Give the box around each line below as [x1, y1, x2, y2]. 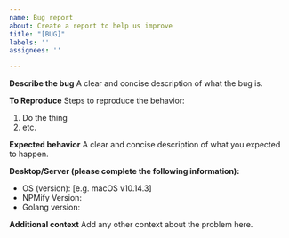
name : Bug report [9, 12, 74, 22]
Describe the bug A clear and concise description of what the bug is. [9, 78, 263, 89]
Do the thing [21, 113, 68, 123]
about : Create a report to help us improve [9, 21, 173, 30]
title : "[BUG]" [9, 29, 66, 38]
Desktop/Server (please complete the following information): [9, 166, 240, 177]
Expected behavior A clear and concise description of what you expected [9, 139, 281, 150]
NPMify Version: [21, 193, 83, 203]
